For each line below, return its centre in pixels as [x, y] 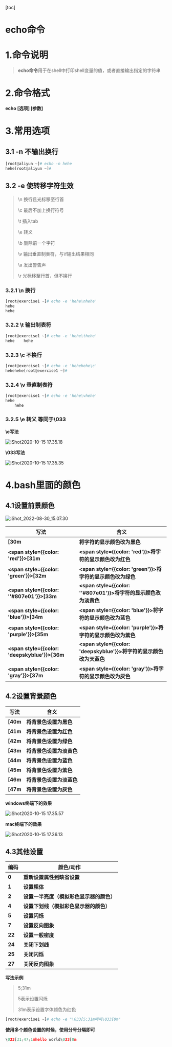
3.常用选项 [28, 131]
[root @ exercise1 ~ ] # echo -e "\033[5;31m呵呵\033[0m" [63, 1019]
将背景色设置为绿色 [49, 741]
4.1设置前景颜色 [30, 506]
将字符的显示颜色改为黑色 [110, 542]
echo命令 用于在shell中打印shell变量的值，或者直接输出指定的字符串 [89, 70]
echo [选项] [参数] [24, 109]
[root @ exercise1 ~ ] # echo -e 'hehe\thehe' [51, 336]
